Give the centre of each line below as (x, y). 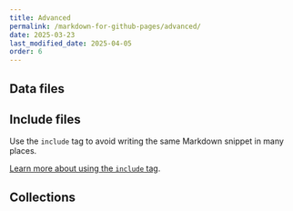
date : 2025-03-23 (42, 35)
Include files (45, 119)
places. (23, 151)
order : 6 (26, 52)
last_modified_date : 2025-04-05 (71, 43)
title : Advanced (40, 18)
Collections (42, 197)
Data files (37, 89)
